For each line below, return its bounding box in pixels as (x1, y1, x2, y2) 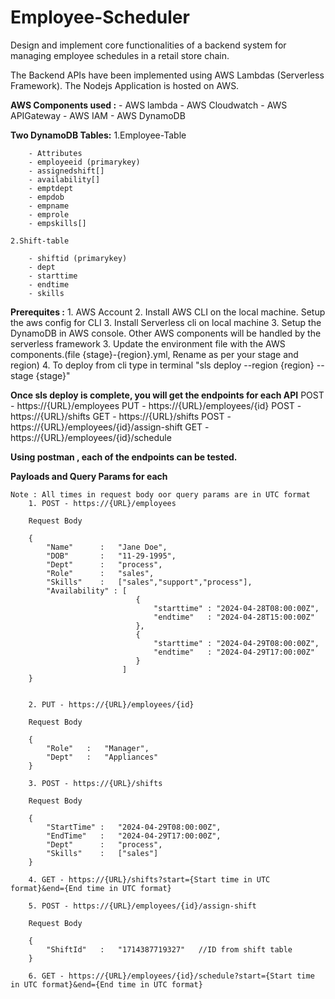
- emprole (28, 209, 70, 220)
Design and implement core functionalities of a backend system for (10, 39, 287, 51)
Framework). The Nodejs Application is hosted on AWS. (10, 79, 240, 91)
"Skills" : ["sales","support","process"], (46, 577, 253, 587)
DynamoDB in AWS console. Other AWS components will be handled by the (10, 327, 322, 339)
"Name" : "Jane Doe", (46, 542, 168, 552)
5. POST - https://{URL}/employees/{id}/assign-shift (28, 901, 257, 911)
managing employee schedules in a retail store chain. (10, 49, 230, 61)
